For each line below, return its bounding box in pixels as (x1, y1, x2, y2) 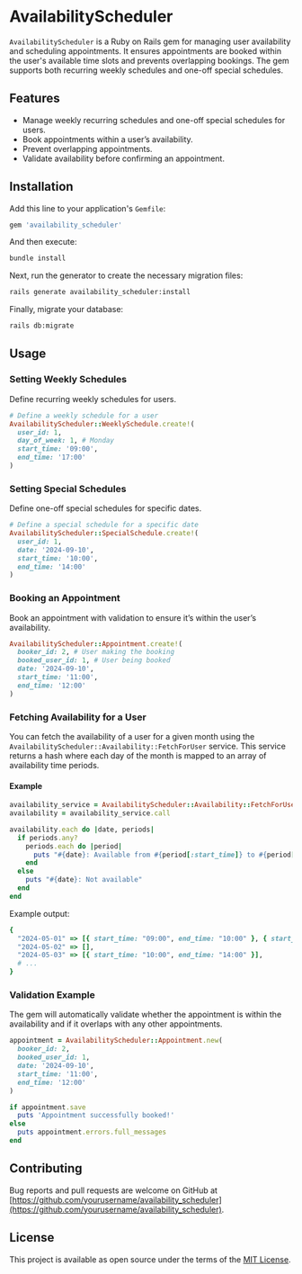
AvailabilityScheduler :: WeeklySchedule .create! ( (9, 419, 195, 428)
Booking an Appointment (9, 592, 121, 605)
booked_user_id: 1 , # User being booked (17, 656, 171, 665)
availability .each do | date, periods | (9, 825, 155, 834)
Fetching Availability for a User (9, 711, 147, 723)
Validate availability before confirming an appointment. (22, 153, 225, 164)
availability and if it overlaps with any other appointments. (9, 1018, 223, 1029)
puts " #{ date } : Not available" (25, 875, 143, 884)
